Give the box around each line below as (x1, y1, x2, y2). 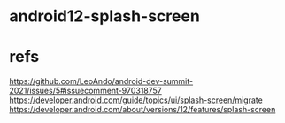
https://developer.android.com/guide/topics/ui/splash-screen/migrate (9, 95, 263, 105)
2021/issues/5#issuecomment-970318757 (9, 86, 162, 96)
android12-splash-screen (9, 6, 201, 27)
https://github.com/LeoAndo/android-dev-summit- (9, 76, 193, 87)
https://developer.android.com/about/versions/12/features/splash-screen (9, 104, 276, 115)
